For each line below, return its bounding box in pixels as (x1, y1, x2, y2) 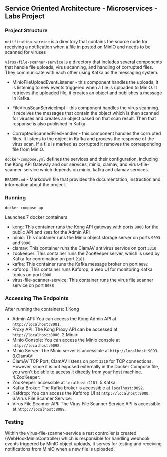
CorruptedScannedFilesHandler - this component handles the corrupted (12, 130, 161, 136)
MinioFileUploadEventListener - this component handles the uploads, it (12, 79, 159, 85)
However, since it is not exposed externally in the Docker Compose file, (12, 364, 159, 370)
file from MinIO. (12, 146, 44, 152)
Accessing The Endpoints (5, 295, 69, 302)
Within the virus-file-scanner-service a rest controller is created (5, 430, 137, 436)
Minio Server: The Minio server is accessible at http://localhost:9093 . (12, 348, 159, 354)
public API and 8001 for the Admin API (12, 229, 90, 235)
